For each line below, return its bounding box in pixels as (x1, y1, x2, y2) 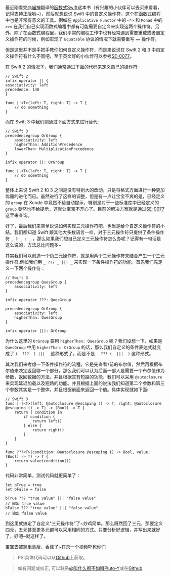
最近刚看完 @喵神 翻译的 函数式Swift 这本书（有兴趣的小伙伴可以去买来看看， (5, 5, 162, 10)
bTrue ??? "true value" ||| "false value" (5, 496, 96, 501)
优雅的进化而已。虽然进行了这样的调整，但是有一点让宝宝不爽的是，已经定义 (5, 194, 165, 199)
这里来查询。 (5, 212, 32, 218)
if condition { (23, 414, 56, 419)
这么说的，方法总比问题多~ (5, 242, 62, 248)
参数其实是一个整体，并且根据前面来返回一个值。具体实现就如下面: (9, 387, 149, 393)
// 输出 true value (5, 501, 45, 506)
